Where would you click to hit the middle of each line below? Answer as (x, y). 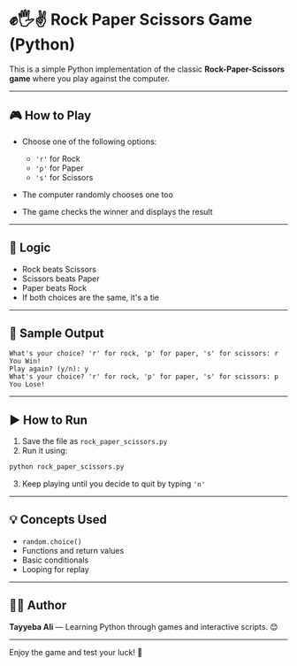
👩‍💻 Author (38, 605)
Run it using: (45, 451)
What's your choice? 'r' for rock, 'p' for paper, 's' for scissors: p (144, 377)
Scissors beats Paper (61, 279)
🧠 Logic (30, 248)
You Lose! (27, 385)
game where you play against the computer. (90, 78)
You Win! (25, 362)
